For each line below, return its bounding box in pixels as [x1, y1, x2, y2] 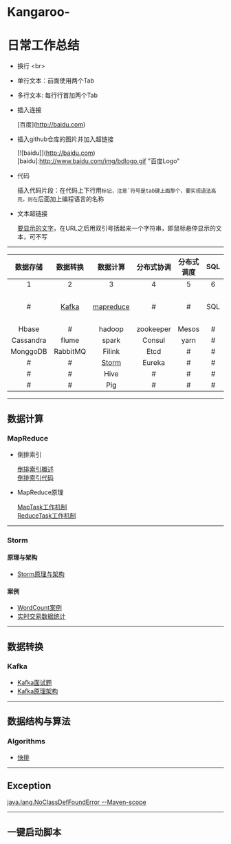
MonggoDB [10, 347, 47, 357]
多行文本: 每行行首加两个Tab [16, 91, 98, 100]
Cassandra [11, 335, 47, 345]
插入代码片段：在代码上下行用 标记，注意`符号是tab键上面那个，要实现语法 [16, 187, 212, 195]
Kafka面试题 [16, 678, 52, 686]
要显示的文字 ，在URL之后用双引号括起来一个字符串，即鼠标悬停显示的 [16, 224, 217, 233]
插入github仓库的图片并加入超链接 [16, 135, 114, 143]
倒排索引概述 [16, 465, 54, 473]
